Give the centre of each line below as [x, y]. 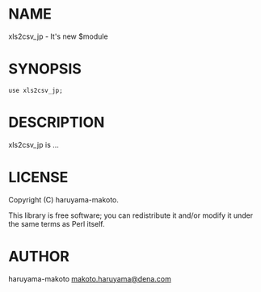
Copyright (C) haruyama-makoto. [64, 199]
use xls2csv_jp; [36, 90]
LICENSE [38, 177]
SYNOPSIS [45, 69]
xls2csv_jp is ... [34, 144]
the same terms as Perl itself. [57, 223]
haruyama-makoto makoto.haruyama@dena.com [90, 278]
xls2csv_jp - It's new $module [58, 36]
